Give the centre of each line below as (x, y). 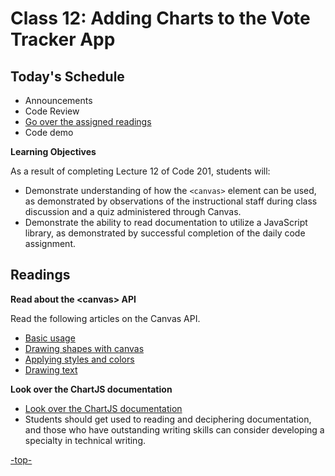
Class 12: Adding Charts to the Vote (160, 18)
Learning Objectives (53, 151)
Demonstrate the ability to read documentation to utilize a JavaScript (166, 222)
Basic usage (50, 338)
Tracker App (63, 39)
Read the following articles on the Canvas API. (105, 318)
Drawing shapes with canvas (84, 348)
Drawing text (51, 369)
